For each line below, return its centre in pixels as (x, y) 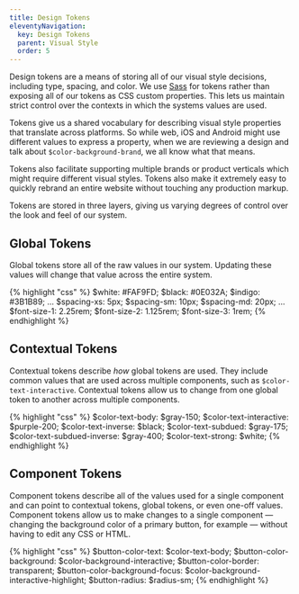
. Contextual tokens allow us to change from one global (176, 390)
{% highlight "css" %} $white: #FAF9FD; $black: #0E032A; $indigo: (135, 292)
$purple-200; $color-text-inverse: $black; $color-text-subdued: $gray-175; (149, 426)
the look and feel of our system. (68, 215)
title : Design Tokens (50, 18)
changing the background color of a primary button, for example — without (149, 524)
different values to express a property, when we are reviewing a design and (149, 142)
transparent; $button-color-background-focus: (96, 570)
